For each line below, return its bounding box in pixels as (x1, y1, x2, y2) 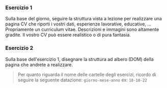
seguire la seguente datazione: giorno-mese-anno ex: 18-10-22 (17, 77, 148, 83)
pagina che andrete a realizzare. (5, 62, 73, 68)
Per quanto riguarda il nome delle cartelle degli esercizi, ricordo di (17, 71, 156, 77)
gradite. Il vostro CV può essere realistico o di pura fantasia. (5, 32, 131, 38)
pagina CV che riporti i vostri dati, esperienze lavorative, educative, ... (5, 21, 152, 27)
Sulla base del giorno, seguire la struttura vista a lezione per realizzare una (5, 16, 162, 22)
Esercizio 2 (5, 45, 34, 52)
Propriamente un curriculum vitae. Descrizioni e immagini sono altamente (5, 26, 159, 33)
